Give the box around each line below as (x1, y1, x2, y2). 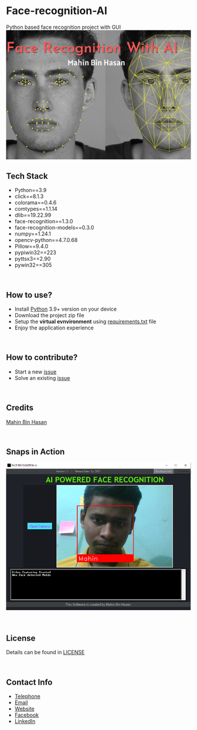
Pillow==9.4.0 (14, 243, 49, 250)
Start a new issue (14, 368, 57, 375)
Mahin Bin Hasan (6, 418, 47, 425)
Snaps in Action (6, 446, 65, 456)
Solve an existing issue (14, 374, 70, 381)
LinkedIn (14, 718, 36, 725)
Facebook (14, 712, 39, 719)
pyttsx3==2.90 (14, 255, 51, 263)
